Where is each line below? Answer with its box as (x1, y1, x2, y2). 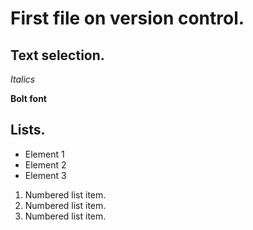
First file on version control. (10, 7, 245, 30)
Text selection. (10, 47, 105, 64)
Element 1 (24, 148, 65, 160)
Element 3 (24, 169, 67, 181)
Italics (10, 73, 36, 85)
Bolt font (10, 93, 47, 104)
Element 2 (24, 158, 67, 171)
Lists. (10, 122, 46, 139)
